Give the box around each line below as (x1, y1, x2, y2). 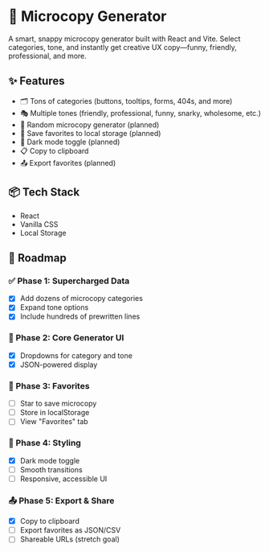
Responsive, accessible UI (19, 474, 108, 484)
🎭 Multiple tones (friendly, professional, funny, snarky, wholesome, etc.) (19, 108, 261, 117)
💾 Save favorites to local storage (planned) (19, 128, 161, 138)
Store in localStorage (19, 408, 90, 418)
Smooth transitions (19, 464, 83, 474)
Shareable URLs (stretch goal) (19, 534, 120, 544)
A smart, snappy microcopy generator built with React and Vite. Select (8, 34, 241, 43)
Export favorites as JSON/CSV (19, 525, 121, 535)
